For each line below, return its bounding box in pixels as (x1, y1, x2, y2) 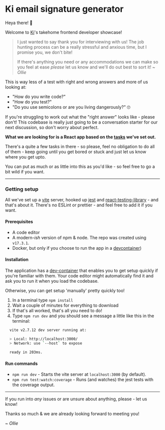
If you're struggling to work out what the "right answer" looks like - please (5, 114, 155, 120)
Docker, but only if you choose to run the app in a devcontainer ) (12, 245, 142, 251)
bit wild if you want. (5, 168, 45, 174)
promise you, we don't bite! (17, 49, 73, 55)
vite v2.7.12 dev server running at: (9, 328, 87, 332)
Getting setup (5, 186, 39, 193)
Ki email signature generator (5, 3, 124, 15)
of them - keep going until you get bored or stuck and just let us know (5, 149, 146, 155)
